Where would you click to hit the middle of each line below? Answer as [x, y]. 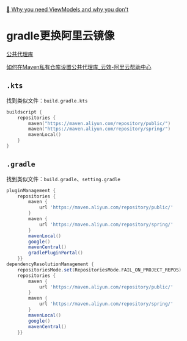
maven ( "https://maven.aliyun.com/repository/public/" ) [100, 123]
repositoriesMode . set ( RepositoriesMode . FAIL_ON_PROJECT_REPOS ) [100, 270]
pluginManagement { [31, 190]
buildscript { [24, 112]
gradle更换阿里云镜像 [61, 36]
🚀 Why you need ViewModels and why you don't [68, 9]
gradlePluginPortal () [56, 253]
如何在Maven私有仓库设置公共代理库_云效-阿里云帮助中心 [79, 66]
